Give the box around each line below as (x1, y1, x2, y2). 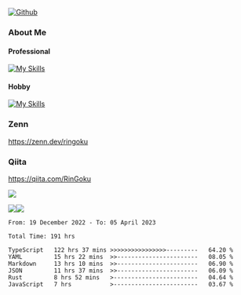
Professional (8, 46, 51, 56)
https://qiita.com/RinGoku (8, 173, 92, 184)
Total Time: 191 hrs (8, 232, 76, 240)
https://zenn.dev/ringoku (8, 137, 89, 146)
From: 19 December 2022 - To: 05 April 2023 (8, 218, 156, 227)
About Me (8, 27, 47, 38)
